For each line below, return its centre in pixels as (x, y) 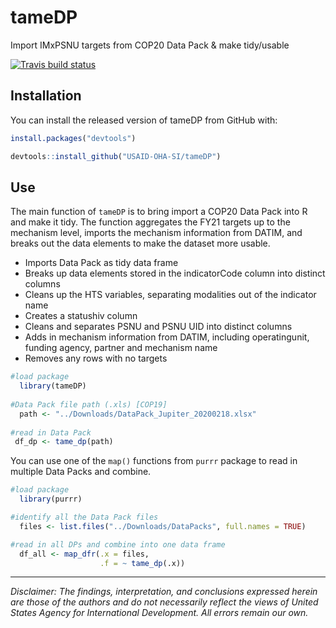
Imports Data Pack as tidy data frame (101, 263)
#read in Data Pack (51, 432)
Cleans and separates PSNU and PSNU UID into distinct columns (158, 327)
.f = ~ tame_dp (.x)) (142, 563)
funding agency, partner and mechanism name (121, 348)
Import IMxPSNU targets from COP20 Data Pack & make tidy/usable (150, 45)
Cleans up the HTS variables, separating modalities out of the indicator (170, 295)
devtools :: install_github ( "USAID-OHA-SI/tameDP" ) (116, 156)
